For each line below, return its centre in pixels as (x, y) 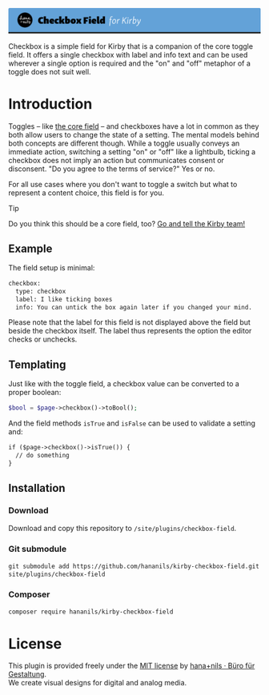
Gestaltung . (27, 674)
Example (30, 249)
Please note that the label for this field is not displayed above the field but (129, 322)
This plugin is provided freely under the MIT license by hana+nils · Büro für (132, 666)
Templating (37, 364)
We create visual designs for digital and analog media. (98, 683)
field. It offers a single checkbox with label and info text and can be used (128, 54)
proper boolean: (35, 393)
